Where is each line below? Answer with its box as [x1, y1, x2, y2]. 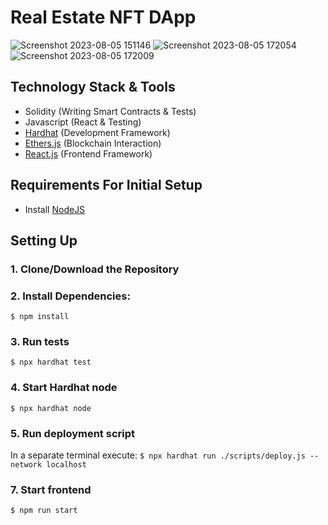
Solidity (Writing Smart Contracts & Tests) [24, 105, 197, 117]
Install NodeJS [24, 203, 86, 215]
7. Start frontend [10, 482, 92, 496]
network [10, 460, 43, 470]
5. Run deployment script [10, 426, 135, 440]
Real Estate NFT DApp [10, 6, 197, 29]
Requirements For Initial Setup [10, 177, 203, 194]
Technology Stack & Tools [10, 79, 176, 96]
